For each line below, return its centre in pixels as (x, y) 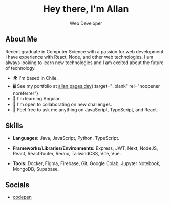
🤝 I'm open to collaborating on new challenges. (62, 104)
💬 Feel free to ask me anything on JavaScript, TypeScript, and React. (85, 109)
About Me (21, 39)
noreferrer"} (26, 93)
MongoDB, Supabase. (36, 169)
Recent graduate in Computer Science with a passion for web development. (85, 51)
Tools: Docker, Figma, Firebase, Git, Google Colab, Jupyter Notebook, (87, 163)
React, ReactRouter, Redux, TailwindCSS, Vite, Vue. (67, 153)
